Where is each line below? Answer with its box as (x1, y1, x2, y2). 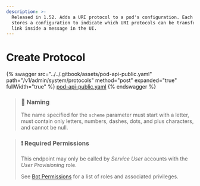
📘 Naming (20, 98, 50, 106)
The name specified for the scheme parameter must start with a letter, (20, 111, 189, 119)
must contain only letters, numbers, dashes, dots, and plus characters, (20, 118, 194, 125)
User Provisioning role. (20, 161, 77, 168)
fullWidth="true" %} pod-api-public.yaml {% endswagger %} (6, 83, 157, 90)
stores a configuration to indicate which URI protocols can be (11, 20, 174, 26)
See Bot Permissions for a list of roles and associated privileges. (20, 173, 179, 180)
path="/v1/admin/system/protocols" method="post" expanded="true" (6, 77, 177, 84)
